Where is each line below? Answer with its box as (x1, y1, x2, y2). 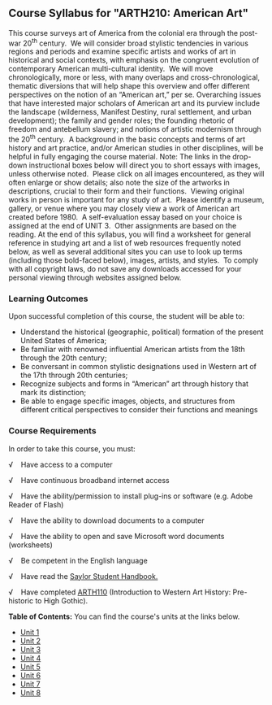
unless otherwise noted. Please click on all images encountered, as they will (8, 169, 265, 179)
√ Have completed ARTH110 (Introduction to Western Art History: (8, 587, 231, 597)
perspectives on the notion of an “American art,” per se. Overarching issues (8, 89, 261, 100)
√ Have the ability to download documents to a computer (8, 516, 205, 525)
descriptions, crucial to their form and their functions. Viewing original (8, 186, 245, 196)
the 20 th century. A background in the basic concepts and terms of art (8, 133, 246, 145)
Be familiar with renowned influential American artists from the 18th (19, 345, 245, 355)
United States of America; (19, 336, 107, 346)
